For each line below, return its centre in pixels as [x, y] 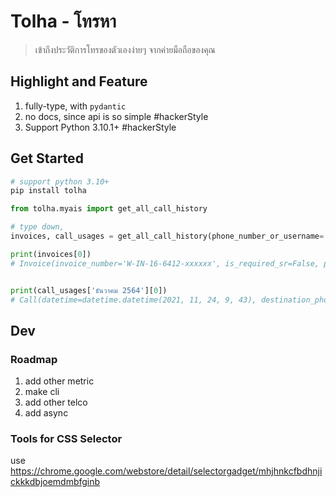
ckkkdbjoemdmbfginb [55, 482]
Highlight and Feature [79, 81]
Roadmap [34, 359]
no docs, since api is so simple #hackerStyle [116, 116]
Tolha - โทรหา [63, 21]
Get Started [47, 158]
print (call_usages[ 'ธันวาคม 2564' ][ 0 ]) [89, 290]
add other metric [59, 381]
